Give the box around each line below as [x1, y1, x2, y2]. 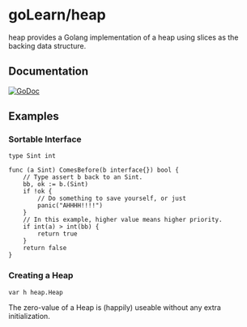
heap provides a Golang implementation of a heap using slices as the [8, 32, 239, 42]
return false [23, 244, 67, 253]
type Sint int [8, 152, 57, 160]
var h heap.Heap [8, 288, 63, 296]
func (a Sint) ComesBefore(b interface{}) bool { [8, 166, 180, 175]
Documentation [8, 65, 89, 79]
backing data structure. [8, 40, 87, 50]
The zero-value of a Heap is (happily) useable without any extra [8, 302, 221, 312]
